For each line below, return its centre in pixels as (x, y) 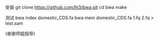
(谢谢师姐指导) (20, 33)
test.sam (14, 23)
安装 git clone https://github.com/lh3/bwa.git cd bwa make (66, 7)
